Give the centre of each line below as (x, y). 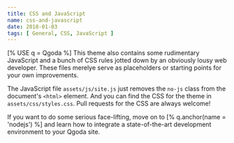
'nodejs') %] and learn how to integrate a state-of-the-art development (109, 125)
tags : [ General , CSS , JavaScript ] (60, 33)
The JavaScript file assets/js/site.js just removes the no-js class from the (117, 89)
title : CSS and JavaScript (46, 14)
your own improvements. (43, 75)
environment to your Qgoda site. (54, 132)
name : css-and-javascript (45, 20)
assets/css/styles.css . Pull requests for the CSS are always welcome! (109, 104)
